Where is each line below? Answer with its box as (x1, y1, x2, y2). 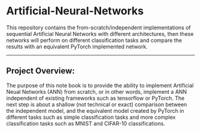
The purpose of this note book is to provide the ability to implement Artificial (6, 82, 194, 89)
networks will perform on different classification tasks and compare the (6, 36, 182, 44)
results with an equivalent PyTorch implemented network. (6, 43, 148, 50)
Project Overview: (6, 66, 75, 76)
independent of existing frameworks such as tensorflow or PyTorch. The (6, 94, 185, 102)
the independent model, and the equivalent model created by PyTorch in (6, 107, 184, 114)
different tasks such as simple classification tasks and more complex (6, 113, 176, 121)
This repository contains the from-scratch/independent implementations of (6, 24, 191, 31)
